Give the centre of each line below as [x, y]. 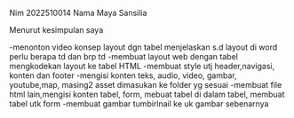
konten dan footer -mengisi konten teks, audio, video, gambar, [123, 75]
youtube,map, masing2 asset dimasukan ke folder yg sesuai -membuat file [146, 85]
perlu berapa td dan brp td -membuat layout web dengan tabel [123, 56]
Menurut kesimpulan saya [56, 30]
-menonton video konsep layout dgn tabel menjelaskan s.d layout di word [143, 47]
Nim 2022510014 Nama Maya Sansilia [78, 13]
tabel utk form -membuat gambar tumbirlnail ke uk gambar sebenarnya [139, 104]
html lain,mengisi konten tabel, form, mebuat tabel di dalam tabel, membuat [147, 94]
